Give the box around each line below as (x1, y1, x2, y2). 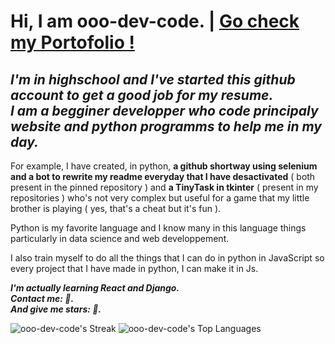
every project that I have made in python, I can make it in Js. (10, 263, 259, 274)
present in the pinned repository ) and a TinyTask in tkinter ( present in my (10, 181, 319, 193)
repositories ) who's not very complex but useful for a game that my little (10, 192, 310, 204)
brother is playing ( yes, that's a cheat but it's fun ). (10, 203, 222, 214)
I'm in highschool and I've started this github (10, 71, 296, 88)
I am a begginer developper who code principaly (10, 102, 319, 119)
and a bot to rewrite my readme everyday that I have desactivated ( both (10, 171, 316, 182)
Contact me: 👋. (10, 293, 75, 304)
